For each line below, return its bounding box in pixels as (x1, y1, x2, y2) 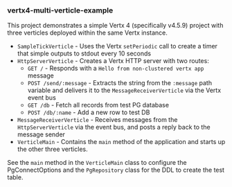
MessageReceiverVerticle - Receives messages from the (17, 116, 178, 124)
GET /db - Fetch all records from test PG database (27, 101, 170, 109)
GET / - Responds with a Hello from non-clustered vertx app (27, 64, 204, 73)
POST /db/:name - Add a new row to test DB (27, 108, 150, 116)
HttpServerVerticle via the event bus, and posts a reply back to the (17, 123, 211, 132)
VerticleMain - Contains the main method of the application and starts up (17, 138, 226, 146)
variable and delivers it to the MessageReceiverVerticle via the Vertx (27, 86, 222, 95)
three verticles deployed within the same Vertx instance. (7, 28, 168, 37)
